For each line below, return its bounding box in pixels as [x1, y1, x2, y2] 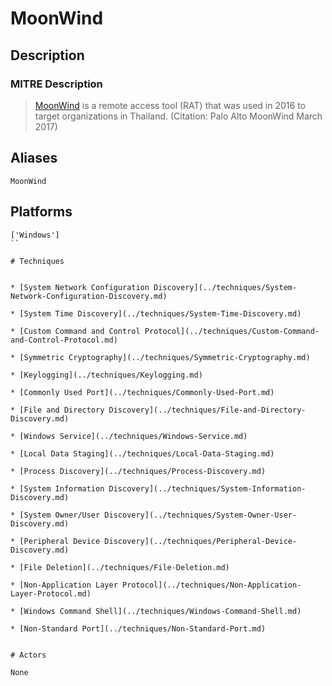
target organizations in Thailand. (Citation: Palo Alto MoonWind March [34, 110, 323, 122]
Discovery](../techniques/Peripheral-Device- [104, 536, 298, 546]
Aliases [10, 150, 58, 167]
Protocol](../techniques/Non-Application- [121, 580, 302, 590]
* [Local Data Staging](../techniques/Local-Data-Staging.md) [10, 448, 275, 459]
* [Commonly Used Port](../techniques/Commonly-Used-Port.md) [10, 387, 275, 397]
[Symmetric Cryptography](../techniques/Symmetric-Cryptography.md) [19, 352, 311, 362]
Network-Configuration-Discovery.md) [10, 291, 168, 301]
